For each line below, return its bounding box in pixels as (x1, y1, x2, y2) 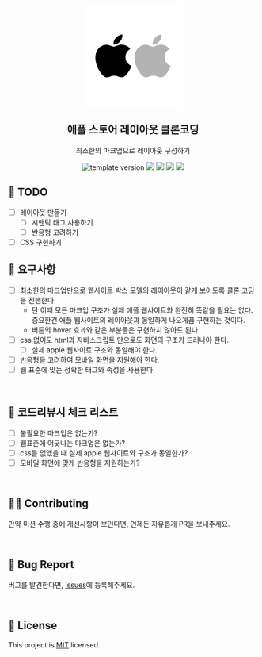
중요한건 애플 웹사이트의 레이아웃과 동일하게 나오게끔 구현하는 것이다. (31, 315, 245, 325)
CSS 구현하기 (19, 237, 62, 247)
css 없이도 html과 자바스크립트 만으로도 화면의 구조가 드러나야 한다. (19, 335, 230, 344)
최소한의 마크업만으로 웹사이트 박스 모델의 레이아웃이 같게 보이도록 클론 (19, 285, 240, 295)
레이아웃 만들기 (19, 207, 67, 217)
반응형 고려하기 (31, 227, 79, 236)
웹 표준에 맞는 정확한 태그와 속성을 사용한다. (19, 364, 156, 375)
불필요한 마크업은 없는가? (19, 428, 98, 438)
